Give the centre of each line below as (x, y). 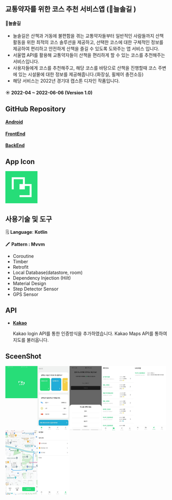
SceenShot (23, 356)
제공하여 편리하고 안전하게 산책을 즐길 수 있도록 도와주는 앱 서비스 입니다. (86, 48)
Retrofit (21, 267)
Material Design (29, 283)
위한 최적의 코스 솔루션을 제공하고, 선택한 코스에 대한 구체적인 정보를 (95, 42)
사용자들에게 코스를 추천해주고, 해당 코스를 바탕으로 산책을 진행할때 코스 (85, 68)
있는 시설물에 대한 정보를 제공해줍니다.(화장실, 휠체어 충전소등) (81, 74)
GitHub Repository (35, 109)
